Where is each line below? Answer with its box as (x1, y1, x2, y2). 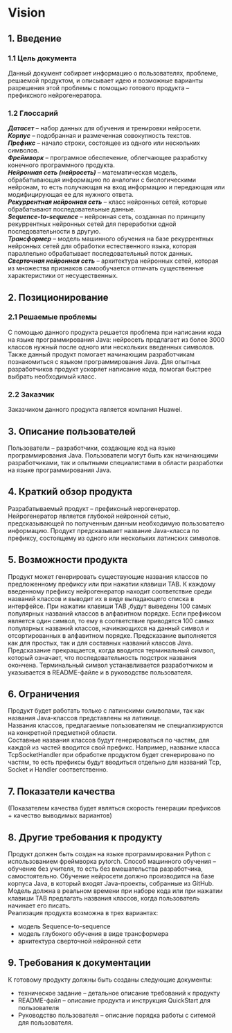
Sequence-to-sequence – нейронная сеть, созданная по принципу (8, 213, 206, 221)
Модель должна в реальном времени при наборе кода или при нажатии (8, 887, 224, 895)
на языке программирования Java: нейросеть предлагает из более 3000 (8, 335, 225, 344)
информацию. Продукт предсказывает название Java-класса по (8, 526, 199, 535)
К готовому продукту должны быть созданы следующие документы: (8, 975, 213, 984)
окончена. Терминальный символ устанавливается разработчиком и (8, 661, 213, 669)
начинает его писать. (8, 901, 71, 910)
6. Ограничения (8, 688, 80, 700)
